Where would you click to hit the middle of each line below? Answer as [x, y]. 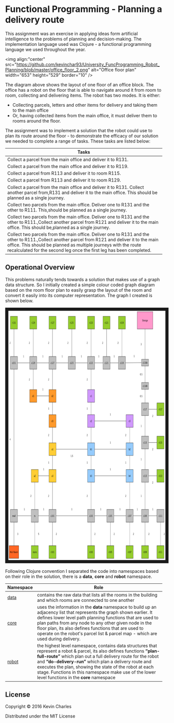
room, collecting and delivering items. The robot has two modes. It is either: [83, 95]
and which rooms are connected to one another [86, 600]
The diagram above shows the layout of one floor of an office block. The [80, 85]
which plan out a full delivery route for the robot [110, 656]
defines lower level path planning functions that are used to [98, 617]
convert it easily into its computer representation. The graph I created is [79, 295]
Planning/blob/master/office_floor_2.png [47, 70]
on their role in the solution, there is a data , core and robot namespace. [79, 576]
